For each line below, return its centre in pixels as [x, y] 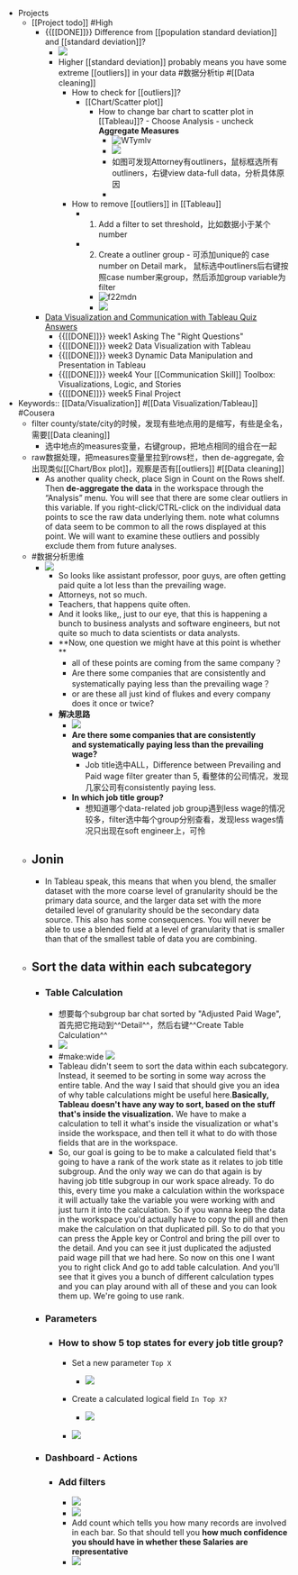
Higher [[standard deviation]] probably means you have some [172, 62]
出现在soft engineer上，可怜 [153, 831]
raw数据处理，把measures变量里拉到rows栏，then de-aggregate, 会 [158, 457]
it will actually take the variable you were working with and [167, 1200]
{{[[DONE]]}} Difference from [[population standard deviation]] [161, 32]
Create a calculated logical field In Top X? [149, 1398]
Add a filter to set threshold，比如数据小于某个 [185, 224]
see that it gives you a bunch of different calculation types [166, 1276]
